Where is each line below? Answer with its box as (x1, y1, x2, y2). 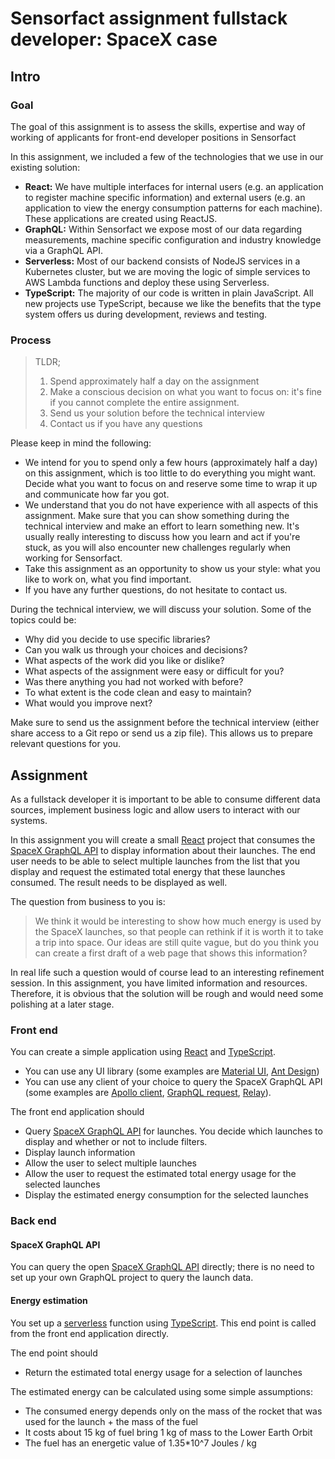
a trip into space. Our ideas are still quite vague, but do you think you (34, 936, 320, 948)
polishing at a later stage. (10, 998, 115, 1010)
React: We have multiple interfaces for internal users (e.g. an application (24, 180, 324, 192)
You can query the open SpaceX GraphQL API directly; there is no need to (10, 1261, 315, 1273)
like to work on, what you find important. (24, 573, 192, 586)
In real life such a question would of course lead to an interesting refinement (10, 966, 325, 978)
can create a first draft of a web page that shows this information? (34, 947, 308, 959)
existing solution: (10, 161, 81, 173)
